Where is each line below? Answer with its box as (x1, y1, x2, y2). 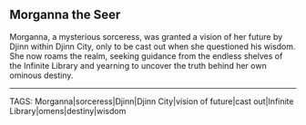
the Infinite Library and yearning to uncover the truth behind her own (9, 60, 267, 71)
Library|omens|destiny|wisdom (9, 105, 127, 116)
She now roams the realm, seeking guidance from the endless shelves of (9, 50, 283, 62)
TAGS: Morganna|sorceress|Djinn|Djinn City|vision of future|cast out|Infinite (9, 95, 294, 107)
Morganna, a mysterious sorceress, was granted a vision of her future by (9, 31, 283, 42)
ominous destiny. (9, 70, 74, 81)
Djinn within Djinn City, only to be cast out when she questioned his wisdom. (9, 41, 296, 52)
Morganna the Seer (9, 7, 121, 23)
